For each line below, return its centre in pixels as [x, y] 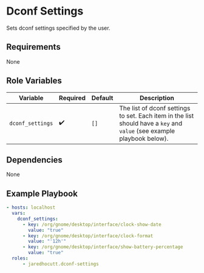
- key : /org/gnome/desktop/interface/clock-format [88, 236]
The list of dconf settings [155, 108]
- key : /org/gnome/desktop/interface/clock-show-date [92, 224]
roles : [20, 258]
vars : [19, 214]
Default [102, 98]
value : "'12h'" [47, 241]
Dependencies [34, 160]
